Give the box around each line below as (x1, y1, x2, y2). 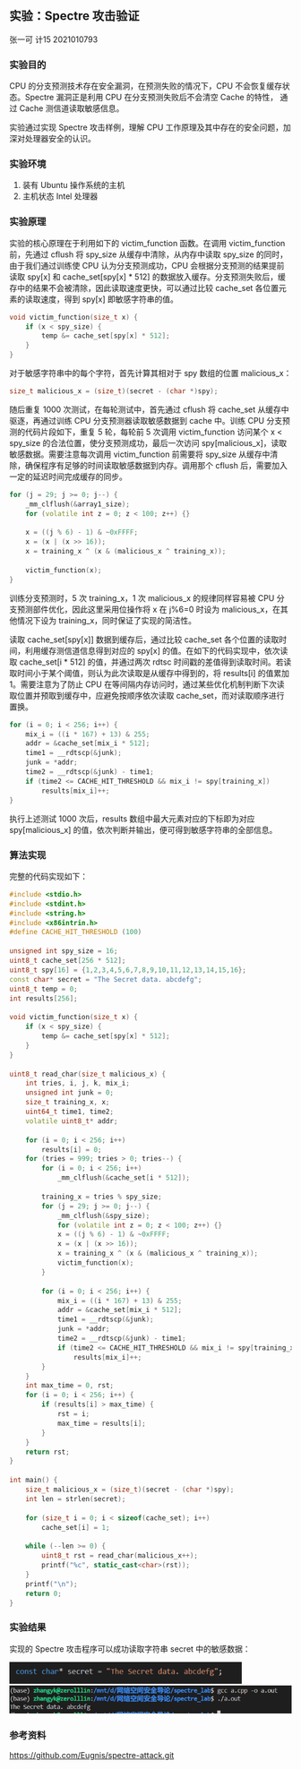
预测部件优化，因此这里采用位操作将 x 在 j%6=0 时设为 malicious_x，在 (16, 604, 280, 614)
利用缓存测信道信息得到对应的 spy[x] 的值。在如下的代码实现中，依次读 (24, 645, 288, 656)
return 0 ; (25, 1589, 63, 1598)
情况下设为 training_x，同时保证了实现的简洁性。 (16, 614, 197, 625)
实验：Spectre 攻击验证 (9, 8, 141, 24)
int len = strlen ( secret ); (25, 1494, 126, 1503)
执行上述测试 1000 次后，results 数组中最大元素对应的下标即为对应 (9, 813, 255, 824)
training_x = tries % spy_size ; (41, 1192, 163, 1201)
